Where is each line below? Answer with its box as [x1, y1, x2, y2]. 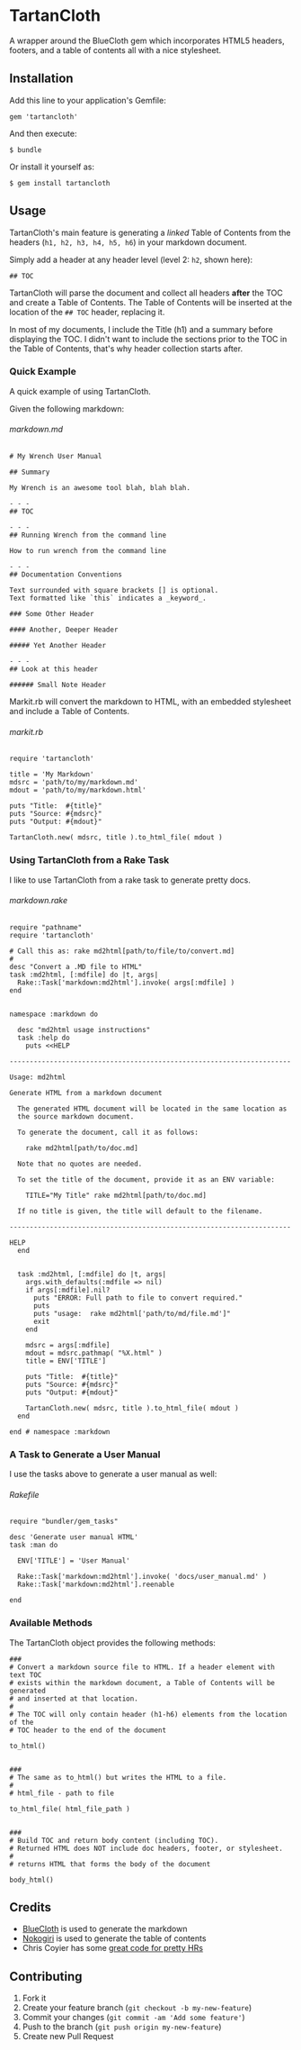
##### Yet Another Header [9, 641, 106, 650]
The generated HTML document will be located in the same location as [17, 1104, 288, 1113]
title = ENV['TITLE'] [25, 1356, 106, 1365]
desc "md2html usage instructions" [17, 1025, 151, 1034]
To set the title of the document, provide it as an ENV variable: [17, 1175, 276, 1184]
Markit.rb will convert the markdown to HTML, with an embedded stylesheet [9, 696, 292, 707]
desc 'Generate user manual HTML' [9, 1533, 139, 1542]
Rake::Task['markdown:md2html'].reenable [17, 1580, 175, 1590]
